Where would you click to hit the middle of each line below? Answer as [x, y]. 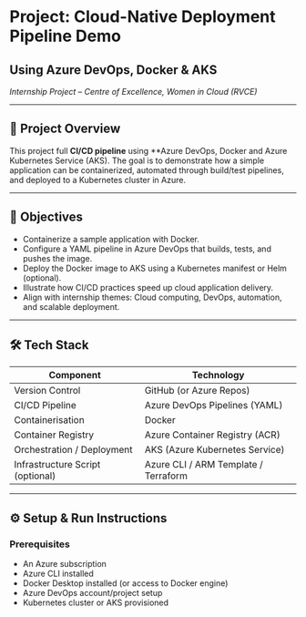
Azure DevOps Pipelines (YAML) [214, 406]
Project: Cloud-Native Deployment [143, 17]
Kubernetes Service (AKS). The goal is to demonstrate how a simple [137, 160]
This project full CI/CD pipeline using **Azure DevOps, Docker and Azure [148, 150]
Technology [218, 375]
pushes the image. [57, 258]
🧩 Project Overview [65, 129]
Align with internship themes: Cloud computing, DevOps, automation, [152, 297]
